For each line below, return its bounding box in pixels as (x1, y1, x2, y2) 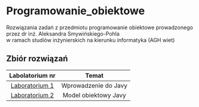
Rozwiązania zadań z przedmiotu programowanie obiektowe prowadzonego (6, 24, 193, 31)
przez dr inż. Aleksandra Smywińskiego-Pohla (6, 30, 120, 37)
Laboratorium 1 (11, 81, 54, 90)
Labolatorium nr (9, 71, 56, 80)
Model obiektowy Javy (62, 91, 127, 99)
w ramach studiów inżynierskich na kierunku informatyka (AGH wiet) (6, 36, 175, 43)
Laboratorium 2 (11, 91, 54, 99)
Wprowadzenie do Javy (61, 81, 128, 90)
